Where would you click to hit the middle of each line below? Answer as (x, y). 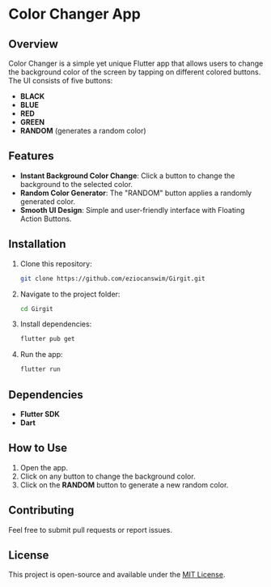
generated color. (47, 201)
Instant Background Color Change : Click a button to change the (127, 176)
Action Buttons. (46, 219)
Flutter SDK (40, 414)
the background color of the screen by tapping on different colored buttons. (135, 72)
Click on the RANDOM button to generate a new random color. (124, 485)
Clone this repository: (56, 263)
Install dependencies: (56, 324)
